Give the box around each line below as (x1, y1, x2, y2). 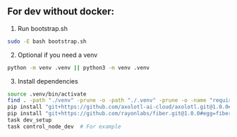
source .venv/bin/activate (7, 91, 87, 98)
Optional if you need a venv (17, 51, 98, 59)
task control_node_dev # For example (7, 123, 121, 130)
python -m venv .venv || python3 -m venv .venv (7, 64, 150, 71)
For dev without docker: (7, 6, 115, 18)
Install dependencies (17, 77, 79, 85)
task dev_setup (7, 117, 52, 124)
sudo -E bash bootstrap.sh (7, 38, 87, 45)
